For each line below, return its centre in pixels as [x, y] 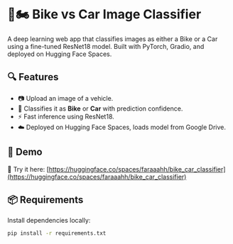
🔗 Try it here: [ [28, 169]
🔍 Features [33, 77]
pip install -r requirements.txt [57, 233]
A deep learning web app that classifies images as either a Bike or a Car [113, 39]
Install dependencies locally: [49, 221]
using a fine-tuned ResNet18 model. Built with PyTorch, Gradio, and [106, 46]
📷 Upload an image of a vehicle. [65, 98]
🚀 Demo [25, 152]
